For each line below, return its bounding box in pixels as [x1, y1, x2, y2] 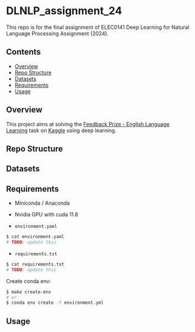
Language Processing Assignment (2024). [6, 29, 109, 37]
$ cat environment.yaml [6, 234, 65, 240]
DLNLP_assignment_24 [6, 4, 123, 18]
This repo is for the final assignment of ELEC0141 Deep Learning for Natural [6, 24, 190, 31]
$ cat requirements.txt [6, 261, 65, 267]
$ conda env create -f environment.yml [6, 300, 104, 306]
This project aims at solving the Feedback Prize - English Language [6, 120, 170, 127]
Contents [6, 47, 41, 57]
